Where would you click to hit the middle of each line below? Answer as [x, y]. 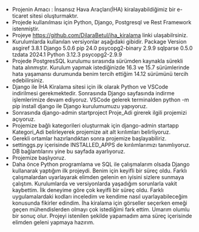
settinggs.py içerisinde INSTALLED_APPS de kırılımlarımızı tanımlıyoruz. [101, 145]
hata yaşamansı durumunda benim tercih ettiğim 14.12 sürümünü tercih [100, 74]
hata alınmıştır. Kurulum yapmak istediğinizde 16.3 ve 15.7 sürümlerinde [101, 67]
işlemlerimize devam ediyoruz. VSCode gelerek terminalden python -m [100, 100]
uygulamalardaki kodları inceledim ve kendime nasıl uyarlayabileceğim [100, 196]
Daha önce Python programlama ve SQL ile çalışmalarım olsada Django [101, 164]
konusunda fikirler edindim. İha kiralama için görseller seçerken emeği [99, 203]
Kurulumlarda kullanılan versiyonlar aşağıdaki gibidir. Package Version [99, 42]
